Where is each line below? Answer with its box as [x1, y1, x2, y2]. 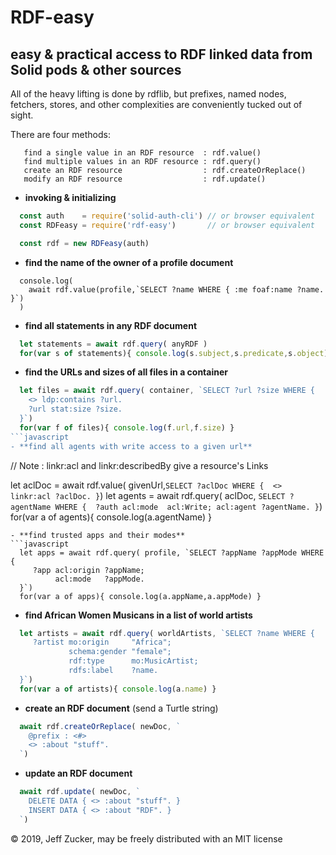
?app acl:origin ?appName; [32, 565, 145, 575]
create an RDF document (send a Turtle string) [24, 702, 219, 714]
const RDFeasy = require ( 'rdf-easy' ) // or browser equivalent [19, 220, 315, 230]
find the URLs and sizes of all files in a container [24, 366, 228, 378]
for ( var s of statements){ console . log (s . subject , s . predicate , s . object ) [19, 348, 329, 358]
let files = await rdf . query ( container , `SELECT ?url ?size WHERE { [19, 386, 315, 396]
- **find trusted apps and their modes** [10, 530, 186, 540]
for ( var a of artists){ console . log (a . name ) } [19, 684, 217, 694]
